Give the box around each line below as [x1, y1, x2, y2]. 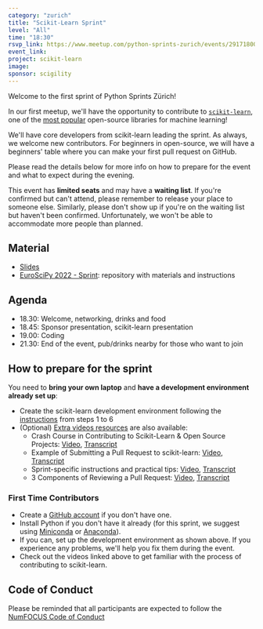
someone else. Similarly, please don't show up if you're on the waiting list [8, 202, 245, 212]
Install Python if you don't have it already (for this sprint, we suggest [19, 518, 240, 528]
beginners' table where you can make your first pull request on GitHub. [8, 147, 237, 156]
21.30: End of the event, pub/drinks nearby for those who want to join [19, 339, 243, 349]
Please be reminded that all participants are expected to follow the [8, 604, 222, 613]
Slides [19, 262, 40, 271]
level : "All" [8, 26, 51, 34]
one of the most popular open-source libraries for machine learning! [8, 115, 229, 124]
